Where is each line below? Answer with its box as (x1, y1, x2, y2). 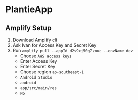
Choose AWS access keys (20, 53, 72, 59)
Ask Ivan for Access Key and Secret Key (12, 42, 97, 48)
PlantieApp (5, 4, 53, 15)
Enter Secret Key (20, 64, 56, 69)
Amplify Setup (5, 24, 52, 32)
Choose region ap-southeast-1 (20, 69, 84, 75)
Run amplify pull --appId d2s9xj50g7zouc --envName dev (12, 48, 133, 53)
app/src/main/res (20, 86, 57, 91)
